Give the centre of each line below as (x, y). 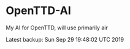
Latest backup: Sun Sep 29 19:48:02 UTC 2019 (65, 39)
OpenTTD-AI (38, 11)
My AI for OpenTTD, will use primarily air (57, 28)
